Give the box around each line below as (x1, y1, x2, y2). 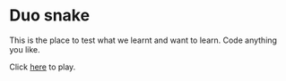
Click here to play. (9, 61, 76, 72)
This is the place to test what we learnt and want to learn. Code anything (9, 35, 278, 45)
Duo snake (9, 5, 91, 26)
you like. (9, 44, 40, 54)
